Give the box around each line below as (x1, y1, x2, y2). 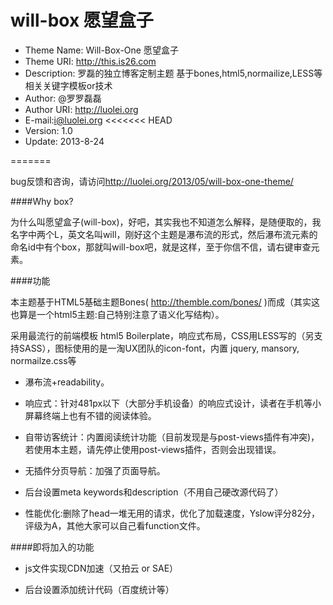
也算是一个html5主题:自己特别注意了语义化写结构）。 (10, 308, 225, 320)
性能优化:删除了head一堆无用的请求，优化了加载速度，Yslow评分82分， (24, 507, 320, 519)
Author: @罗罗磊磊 (24, 92, 102, 104)
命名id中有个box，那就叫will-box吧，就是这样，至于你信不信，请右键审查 (10, 241, 312, 253)
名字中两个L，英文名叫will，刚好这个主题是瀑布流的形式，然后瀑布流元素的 (10, 228, 318, 240)
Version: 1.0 (24, 124, 73, 136)
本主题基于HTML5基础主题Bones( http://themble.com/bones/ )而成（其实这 (10, 296, 320, 308)
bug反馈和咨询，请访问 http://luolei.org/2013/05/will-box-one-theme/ (10, 175, 294, 187)
